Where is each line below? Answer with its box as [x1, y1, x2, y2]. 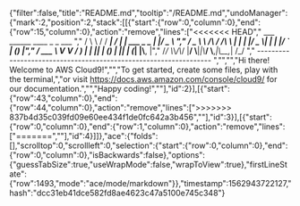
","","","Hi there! [213, 55, 270, 65]
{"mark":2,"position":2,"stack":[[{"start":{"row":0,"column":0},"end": [9, 17, 261, 28]
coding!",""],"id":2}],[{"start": [124, 84, 230, 94]
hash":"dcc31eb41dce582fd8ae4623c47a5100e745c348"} [9, 187, 226, 198]
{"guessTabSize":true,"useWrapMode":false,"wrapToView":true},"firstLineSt [9, 160, 288, 169]
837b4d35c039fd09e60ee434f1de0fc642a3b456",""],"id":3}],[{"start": [9, 111, 272, 122]
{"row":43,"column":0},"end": [9, 93, 118, 103]
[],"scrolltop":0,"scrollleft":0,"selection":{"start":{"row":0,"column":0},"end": [9, 140, 288, 151]
